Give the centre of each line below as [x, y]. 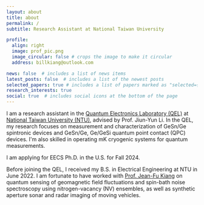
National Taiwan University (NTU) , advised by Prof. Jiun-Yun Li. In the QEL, [100, 120]
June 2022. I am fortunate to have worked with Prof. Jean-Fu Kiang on [95, 176]
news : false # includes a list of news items [66, 74]
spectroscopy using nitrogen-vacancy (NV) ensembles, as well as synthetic [101, 189]
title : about [23, 18]
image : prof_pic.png [38, 51]
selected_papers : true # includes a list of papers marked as [87, 85]
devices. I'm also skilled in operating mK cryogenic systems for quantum [97, 139]
